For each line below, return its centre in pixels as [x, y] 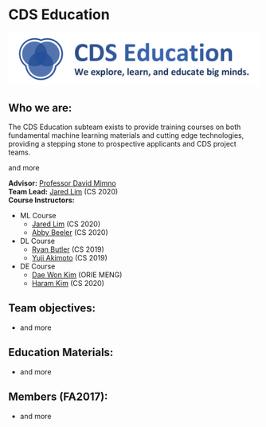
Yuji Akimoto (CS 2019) [69, 258]
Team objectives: [52, 308]
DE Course [37, 266]
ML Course [38, 216]
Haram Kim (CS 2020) [68, 284]
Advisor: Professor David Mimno [63, 183]
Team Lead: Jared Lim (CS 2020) [63, 192]
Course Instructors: [41, 200]
